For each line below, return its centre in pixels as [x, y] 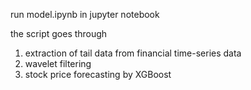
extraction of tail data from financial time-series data [133, 53]
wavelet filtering [58, 63]
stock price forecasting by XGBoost [98, 74]
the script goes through [59, 33]
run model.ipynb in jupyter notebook [85, 14]
